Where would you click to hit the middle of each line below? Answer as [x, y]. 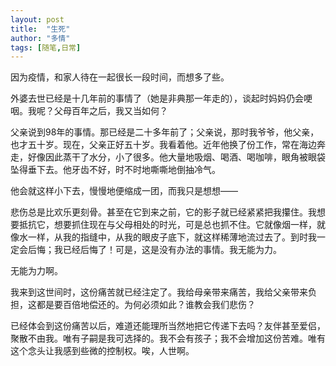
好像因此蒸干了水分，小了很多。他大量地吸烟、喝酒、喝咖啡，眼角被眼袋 [176, 157]
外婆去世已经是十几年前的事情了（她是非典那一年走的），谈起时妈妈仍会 [157, 98]
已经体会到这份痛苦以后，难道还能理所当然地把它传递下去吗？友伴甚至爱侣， [168, 326]
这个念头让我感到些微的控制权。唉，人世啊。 [102, 351]
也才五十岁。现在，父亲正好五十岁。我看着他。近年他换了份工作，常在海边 [163, 145]
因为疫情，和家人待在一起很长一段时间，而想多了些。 [120, 77]
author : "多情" [40, 38]
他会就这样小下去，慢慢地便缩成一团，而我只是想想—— [124, 191]
